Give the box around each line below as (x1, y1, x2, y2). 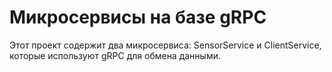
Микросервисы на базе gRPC (9, 6, 267, 29)
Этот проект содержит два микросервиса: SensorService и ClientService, (9, 39, 322, 51)
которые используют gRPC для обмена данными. (9, 49, 221, 61)
